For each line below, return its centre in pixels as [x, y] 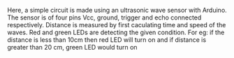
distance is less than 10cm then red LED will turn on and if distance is [107, 40]
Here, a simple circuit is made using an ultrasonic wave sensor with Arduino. [117, 10]
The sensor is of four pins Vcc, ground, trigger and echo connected [104, 17]
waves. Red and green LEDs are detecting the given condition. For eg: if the [116, 32]
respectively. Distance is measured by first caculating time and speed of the [117, 25]
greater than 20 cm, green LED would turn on [72, 47]
